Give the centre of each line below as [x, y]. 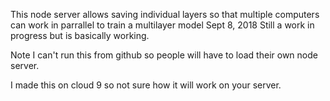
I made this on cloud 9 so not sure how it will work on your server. [146, 85]
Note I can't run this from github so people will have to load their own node [164, 55]
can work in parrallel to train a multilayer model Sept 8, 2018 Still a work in [162, 25]
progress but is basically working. [80, 35]
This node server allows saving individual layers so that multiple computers [165, 14]
